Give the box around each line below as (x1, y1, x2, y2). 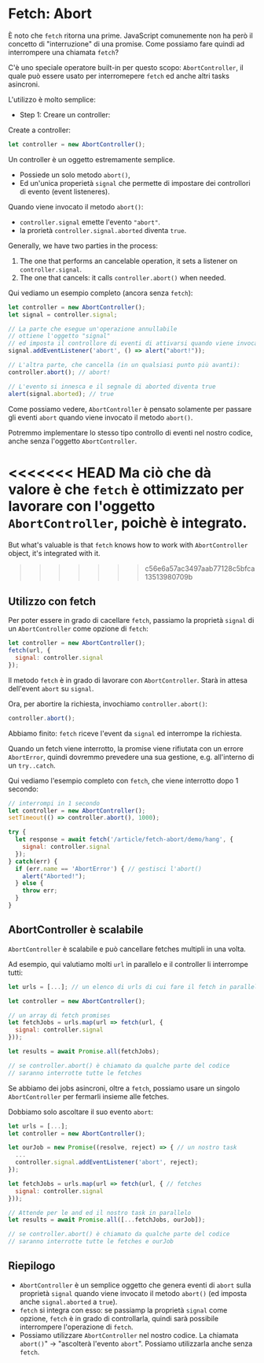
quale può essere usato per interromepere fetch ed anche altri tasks (8, 71, 230, 80)
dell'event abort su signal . (8, 683, 94, 693)
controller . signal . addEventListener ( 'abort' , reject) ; (15, 1158, 199, 1166)
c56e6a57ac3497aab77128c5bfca (145, 564, 255, 573)
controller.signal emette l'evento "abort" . (19, 217, 161, 227)
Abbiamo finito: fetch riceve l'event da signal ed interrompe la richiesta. (8, 728, 242, 738)
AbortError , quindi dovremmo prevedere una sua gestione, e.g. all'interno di (8, 752, 255, 761)
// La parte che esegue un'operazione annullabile (8, 324, 178, 333)
